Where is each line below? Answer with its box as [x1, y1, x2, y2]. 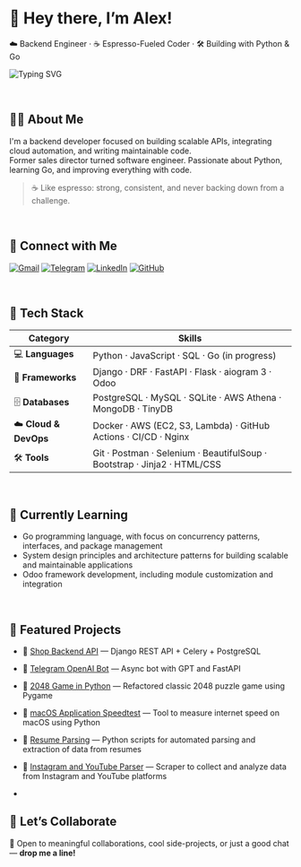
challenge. [30, 195, 70, 205]
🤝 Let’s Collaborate [9, 814, 117, 829]
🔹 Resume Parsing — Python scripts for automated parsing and [21, 734, 256, 745]
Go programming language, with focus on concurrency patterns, [21, 531, 261, 542]
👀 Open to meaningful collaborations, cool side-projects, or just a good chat [9, 837, 289, 848]
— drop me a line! [9, 847, 76, 858]
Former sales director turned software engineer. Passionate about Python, [9, 154, 283, 165]
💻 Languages [13, 348, 74, 360]
